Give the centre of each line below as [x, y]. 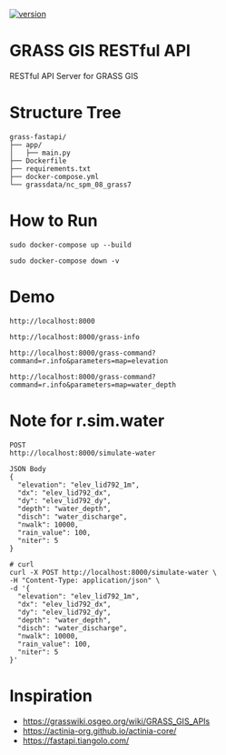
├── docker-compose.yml [54, 176]
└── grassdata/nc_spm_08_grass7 [70, 185]
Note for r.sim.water [87, 421]
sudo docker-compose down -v [64, 261]
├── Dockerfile [38, 161]
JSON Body [28, 468]
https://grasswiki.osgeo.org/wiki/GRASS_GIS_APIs [116, 721]
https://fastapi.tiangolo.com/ [76, 740]
